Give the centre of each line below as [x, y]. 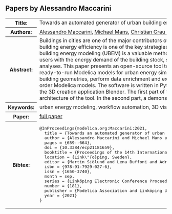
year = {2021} [61, 196]
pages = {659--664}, [68, 143]
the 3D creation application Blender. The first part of [102, 92]
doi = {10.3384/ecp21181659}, [80, 148]
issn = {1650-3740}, [68, 172]
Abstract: [21, 70]
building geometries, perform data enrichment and [100, 79]
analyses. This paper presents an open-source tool [101, 66]
